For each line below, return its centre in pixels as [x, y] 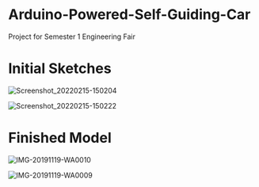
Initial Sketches [60, 69]
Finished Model [60, 138]
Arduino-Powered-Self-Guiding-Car [129, 15]
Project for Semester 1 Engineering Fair [72, 36]
